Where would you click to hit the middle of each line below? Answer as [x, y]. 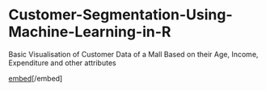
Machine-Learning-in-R [90, 32]
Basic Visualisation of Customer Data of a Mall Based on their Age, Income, [133, 54]
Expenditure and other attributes [62, 63]
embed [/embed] [36, 78]
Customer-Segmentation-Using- [120, 15]
